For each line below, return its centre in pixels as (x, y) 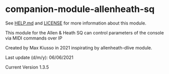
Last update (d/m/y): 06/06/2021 (39, 57)
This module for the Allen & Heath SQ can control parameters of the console (85, 32)
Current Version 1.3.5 (27, 67)
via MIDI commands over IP (34, 38)
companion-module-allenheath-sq (80, 9)
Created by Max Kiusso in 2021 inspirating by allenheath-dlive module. (79, 47)
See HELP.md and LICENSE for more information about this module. (76, 23)
